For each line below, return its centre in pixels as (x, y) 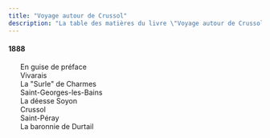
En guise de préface (53, 67)
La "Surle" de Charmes (58, 83)
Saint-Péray (39, 118)
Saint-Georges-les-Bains (61, 92)
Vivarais (33, 75)
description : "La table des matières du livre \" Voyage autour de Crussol (136, 23)
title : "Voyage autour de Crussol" (68, 16)
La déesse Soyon (49, 100)
